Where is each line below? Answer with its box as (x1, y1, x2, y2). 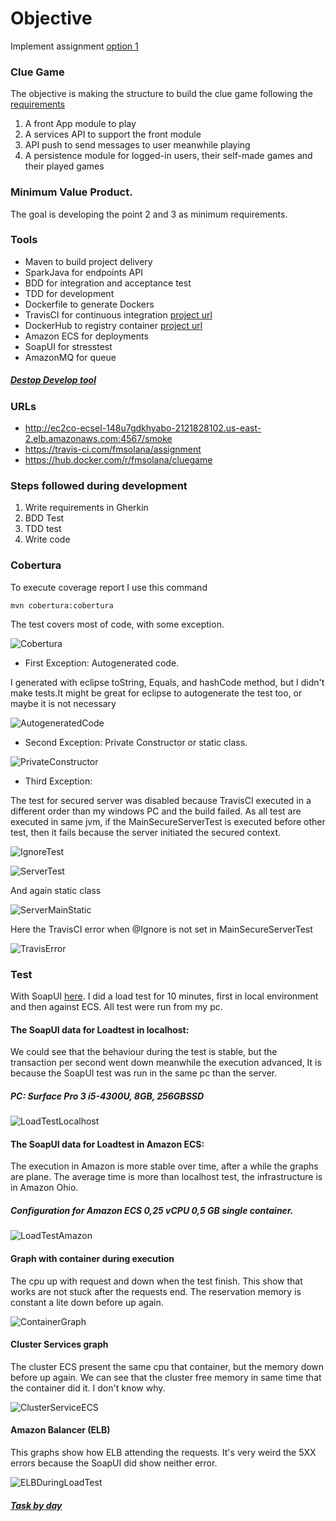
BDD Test (24, 512, 65, 524)
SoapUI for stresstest (24, 340, 113, 352)
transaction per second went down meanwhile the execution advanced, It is (10, 1057, 322, 1069)
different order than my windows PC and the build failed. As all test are (10, 805, 302, 817)
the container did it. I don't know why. (10, 1382, 166, 1394)
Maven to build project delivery (24, 255, 153, 267)
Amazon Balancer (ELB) (10, 1424, 111, 1436)
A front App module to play (24, 118, 137, 130)
